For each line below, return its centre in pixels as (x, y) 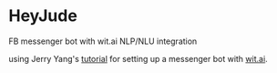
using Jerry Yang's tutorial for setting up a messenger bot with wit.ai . (138, 58)
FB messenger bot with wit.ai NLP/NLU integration (103, 41)
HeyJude (43, 16)
